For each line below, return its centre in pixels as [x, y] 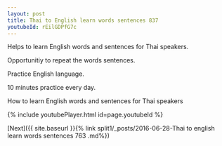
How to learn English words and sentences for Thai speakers [96, 101]
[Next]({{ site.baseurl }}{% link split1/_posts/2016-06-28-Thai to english [111, 128]
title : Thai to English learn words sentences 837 [83, 20]
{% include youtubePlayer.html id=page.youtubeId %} [85, 115]
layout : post [26, 14]
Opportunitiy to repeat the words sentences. [71, 60]
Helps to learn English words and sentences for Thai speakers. [98, 47]
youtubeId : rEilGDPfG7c [42, 27]
